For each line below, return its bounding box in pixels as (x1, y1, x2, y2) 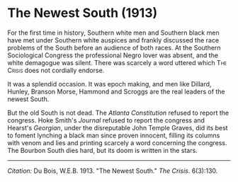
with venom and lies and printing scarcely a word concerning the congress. (7, 138, 228, 147)
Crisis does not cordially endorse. (7, 66, 105, 74)
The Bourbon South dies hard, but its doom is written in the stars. (7, 146, 198, 154)
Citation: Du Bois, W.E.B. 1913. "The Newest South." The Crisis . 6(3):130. (7, 166, 218, 175)
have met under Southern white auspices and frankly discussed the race (7, 35, 220, 44)
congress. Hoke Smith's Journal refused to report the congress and (7, 115, 205, 125)
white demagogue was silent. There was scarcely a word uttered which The (7, 58, 227, 67)
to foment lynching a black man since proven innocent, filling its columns (7, 131, 220, 140)
